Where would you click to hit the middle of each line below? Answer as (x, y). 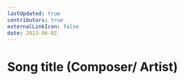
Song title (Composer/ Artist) (93, 67)
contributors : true (35, 20)
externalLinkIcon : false (43, 26)
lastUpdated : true (34, 13)
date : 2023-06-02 (32, 33)
